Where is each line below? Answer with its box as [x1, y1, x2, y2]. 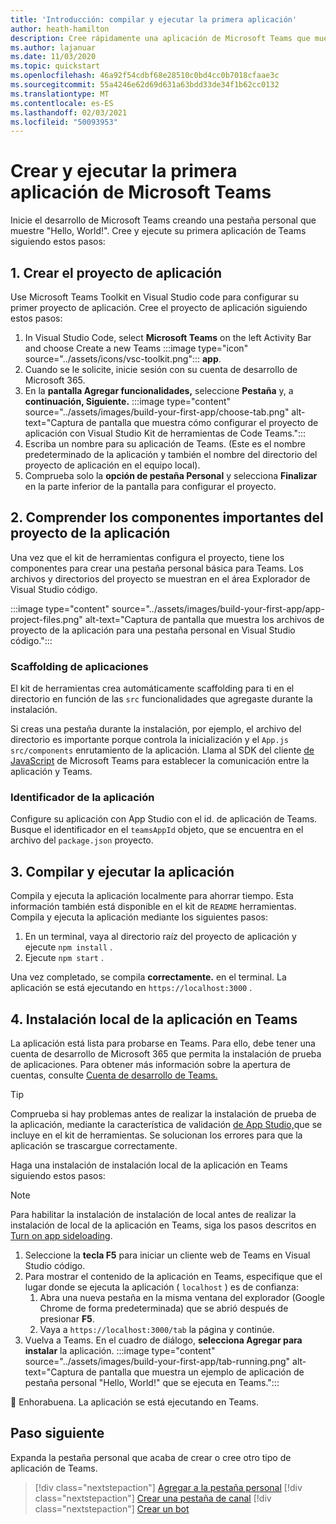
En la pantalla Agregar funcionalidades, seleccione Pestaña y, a [24, 385, 294, 396]
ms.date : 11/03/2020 [10, 52, 97, 62]
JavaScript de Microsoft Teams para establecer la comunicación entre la [10, 755, 310, 767]
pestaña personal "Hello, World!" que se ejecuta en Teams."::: [24, 1377, 280, 1389]
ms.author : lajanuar [10, 42, 97, 53]
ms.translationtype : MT [10, 89, 110, 99]
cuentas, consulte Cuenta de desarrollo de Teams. [10, 1069, 218, 1081]
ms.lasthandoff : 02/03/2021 [10, 107, 128, 118]
